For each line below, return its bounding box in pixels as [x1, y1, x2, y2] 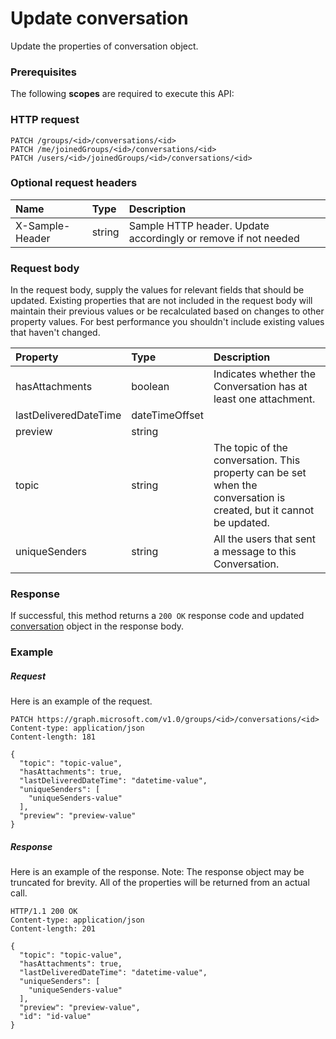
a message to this [213, 545, 297, 559]
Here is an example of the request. [10, 695, 153, 707]
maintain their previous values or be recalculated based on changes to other [10, 305, 325, 317]
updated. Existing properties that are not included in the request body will [10, 295, 313, 307]
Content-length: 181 [10, 732, 97, 742]
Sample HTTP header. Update [128, 218, 270, 232]
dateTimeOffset [131, 408, 204, 422]
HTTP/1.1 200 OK [10, 907, 78, 917]
